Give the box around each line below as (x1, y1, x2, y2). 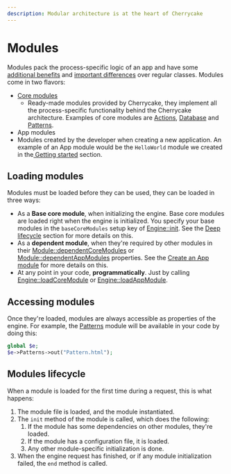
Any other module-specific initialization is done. (27, 444, 164, 452)
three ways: (7, 196, 41, 205)
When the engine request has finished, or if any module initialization (17, 452, 212, 460)
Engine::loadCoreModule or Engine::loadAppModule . (17, 276, 168, 285)
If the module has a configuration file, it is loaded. (27, 437, 170, 445)
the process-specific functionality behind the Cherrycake (27, 105, 192, 115)
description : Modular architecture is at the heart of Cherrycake (7, 10, 203, 17)
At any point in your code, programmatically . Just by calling (17, 269, 190, 277)
